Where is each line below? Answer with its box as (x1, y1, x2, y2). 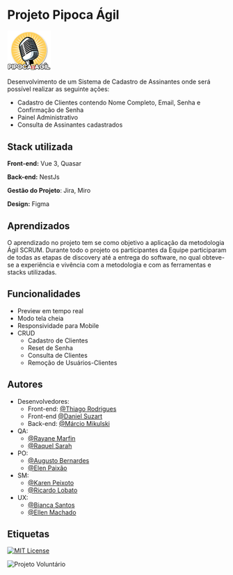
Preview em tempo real (17, 306, 83, 315)
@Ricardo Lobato (27, 486, 78, 494)
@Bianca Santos (27, 501, 75, 509)
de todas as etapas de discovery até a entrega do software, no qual (7, 253, 201, 261)
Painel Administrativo (17, 113, 79, 122)
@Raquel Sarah (27, 441, 72, 450)
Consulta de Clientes (27, 351, 88, 359)
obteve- (202, 253, 225, 261)
